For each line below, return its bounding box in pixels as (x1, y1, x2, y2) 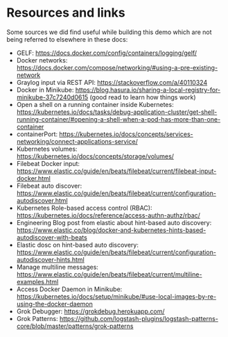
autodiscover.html (16, 196, 68, 204)
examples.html (16, 277, 59, 286)
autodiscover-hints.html (16, 255, 85, 263)
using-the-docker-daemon (16, 299, 93, 308)
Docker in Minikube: (16, 85, 74, 94)
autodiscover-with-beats (16, 233, 87, 241)
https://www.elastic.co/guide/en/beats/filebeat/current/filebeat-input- (16, 167, 217, 175)
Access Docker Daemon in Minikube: (16, 285, 123, 293)
